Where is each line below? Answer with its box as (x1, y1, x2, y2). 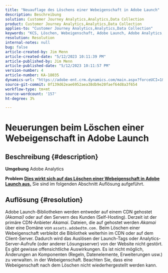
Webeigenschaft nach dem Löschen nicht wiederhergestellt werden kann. (5, 262, 157, 268)
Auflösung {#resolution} (5, 195, 83, 204)
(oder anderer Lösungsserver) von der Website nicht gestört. (37, 241, 163, 247)
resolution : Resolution (5, 36, 55, 41)
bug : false (5, 45, 28, 50)
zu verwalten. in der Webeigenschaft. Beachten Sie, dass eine (5, 257, 133, 263)
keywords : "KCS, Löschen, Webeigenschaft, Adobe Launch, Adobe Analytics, (5, 31, 164, 36)
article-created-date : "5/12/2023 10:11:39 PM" (5, 54, 106, 59)
